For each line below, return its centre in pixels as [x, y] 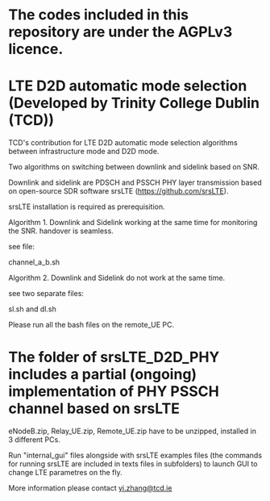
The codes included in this [99, 15]
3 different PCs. [34, 440]
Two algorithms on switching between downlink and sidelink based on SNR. [134, 167]
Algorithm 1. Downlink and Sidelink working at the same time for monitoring [133, 223]
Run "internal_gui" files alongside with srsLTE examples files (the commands [135, 455]
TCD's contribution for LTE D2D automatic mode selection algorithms [123, 143]
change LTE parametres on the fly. [65, 473]
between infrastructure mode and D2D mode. [84, 152]
